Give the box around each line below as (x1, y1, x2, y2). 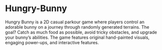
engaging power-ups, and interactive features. (5, 39, 99, 45)
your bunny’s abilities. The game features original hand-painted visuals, (5, 34, 150, 40)
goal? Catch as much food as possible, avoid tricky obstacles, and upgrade (5, 29, 157, 35)
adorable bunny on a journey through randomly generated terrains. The (5, 24, 150, 30)
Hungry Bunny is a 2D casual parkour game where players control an (5, 19, 145, 25)
